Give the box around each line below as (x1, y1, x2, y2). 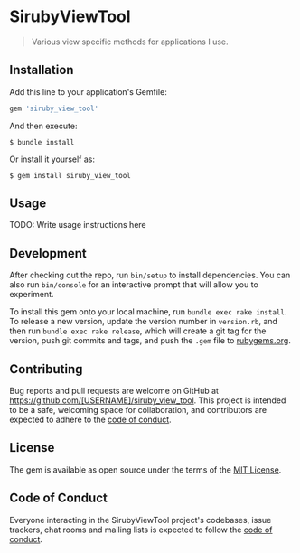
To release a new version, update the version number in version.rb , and (9, 316, 278, 327)
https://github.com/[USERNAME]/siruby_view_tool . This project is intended (9, 395, 286, 406)
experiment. (9, 289, 54, 300)
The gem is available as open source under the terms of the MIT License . (9, 464, 282, 475)
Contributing (9, 361, 83, 377)
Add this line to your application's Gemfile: (9, 86, 167, 97)
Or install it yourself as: (9, 154, 95, 164)
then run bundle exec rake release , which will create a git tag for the (9, 325, 267, 336)
